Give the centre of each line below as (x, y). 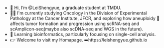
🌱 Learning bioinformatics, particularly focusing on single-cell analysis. (83, 34)
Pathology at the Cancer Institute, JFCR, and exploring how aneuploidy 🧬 (85, 18)
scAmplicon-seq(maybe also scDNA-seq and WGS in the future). (77, 29)
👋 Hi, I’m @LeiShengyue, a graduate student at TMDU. (66, 8)
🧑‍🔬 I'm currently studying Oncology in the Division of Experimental (78, 13)
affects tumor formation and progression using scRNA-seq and (75, 23)
